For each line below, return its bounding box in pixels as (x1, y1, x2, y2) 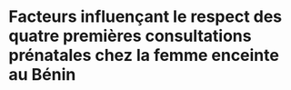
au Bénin (8, 65, 76, 85)
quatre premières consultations (8, 25, 252, 46)
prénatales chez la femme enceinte (8, 45, 279, 65)
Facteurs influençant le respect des (8, 6, 283, 27)
